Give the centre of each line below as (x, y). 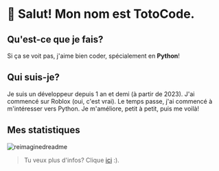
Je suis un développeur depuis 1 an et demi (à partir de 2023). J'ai (101, 94)
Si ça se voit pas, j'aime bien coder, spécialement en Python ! (94, 56)
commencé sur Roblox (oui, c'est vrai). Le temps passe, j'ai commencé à (110, 101)
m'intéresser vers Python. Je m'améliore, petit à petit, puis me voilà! (103, 109)
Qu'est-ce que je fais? (55, 39)
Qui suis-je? (34, 77)
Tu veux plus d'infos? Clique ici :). (72, 160)
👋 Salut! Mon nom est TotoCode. (101, 14)
